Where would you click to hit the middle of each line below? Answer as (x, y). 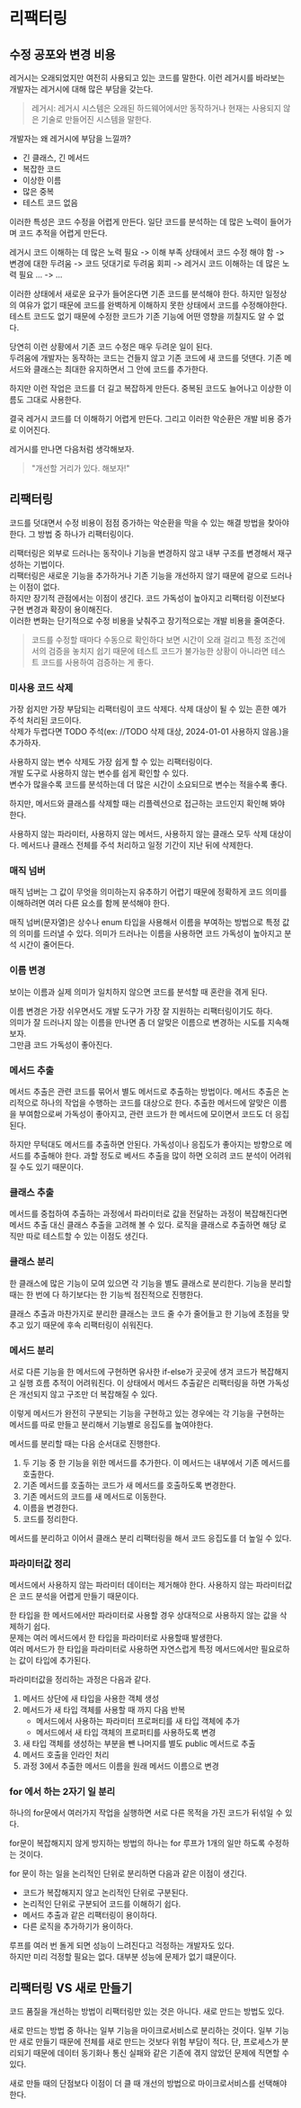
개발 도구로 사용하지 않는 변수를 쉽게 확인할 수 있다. (99, 773)
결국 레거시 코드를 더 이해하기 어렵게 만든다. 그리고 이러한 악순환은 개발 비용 (142, 419)
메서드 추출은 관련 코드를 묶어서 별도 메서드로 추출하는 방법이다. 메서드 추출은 (145, 1091)
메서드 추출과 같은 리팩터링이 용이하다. (89, 1915)
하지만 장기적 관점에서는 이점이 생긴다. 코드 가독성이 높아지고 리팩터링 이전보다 (147, 598)
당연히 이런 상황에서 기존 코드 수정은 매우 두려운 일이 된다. (111, 347)
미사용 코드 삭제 (41, 688)
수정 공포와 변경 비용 (62, 54)
